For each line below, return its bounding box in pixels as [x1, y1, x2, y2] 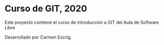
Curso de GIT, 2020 [4, 3, 87, 14]
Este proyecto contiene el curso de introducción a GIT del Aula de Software [4, 19, 159, 25]
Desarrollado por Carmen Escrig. [4, 34, 72, 40]
